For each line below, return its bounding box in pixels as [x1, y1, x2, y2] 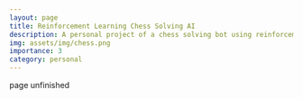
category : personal [9, 55, 83, 64]
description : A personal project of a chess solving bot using [9, 30, 252, 39]
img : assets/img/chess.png [9, 38, 111, 48]
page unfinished [9, 80, 70, 90]
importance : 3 [9, 47, 63, 56]
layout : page [9, 13, 59, 22]
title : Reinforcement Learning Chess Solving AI [9, 22, 196, 31]
